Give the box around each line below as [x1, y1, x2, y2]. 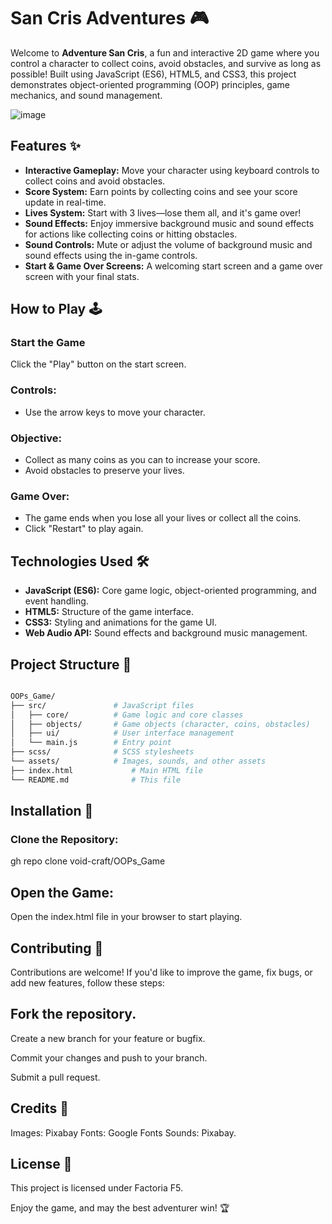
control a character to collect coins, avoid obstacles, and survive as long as [10, 57, 322, 69]
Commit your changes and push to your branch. [10, 1051, 208, 1064]
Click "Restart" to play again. [24, 523, 144, 535]
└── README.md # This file [10, 775, 182, 785]
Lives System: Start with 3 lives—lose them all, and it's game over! [24, 206, 302, 219]
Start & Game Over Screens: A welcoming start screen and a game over [24, 260, 323, 272]
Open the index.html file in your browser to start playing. [10, 911, 243, 923]
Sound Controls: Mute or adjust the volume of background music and [24, 238, 313, 250]
